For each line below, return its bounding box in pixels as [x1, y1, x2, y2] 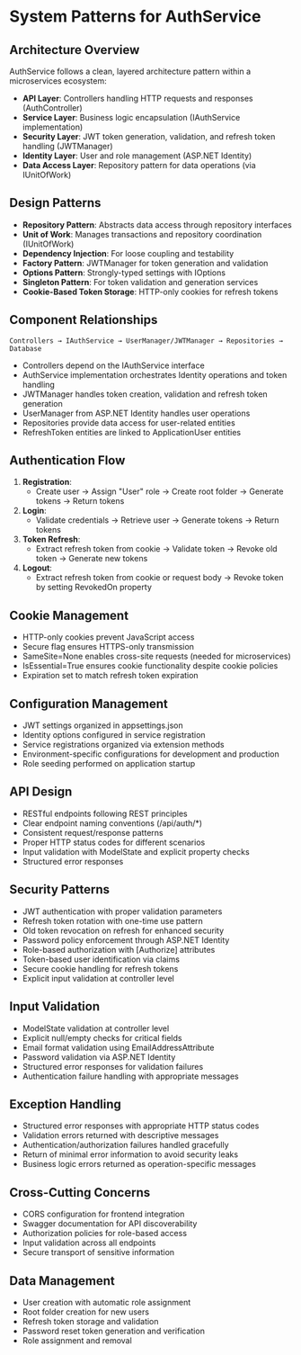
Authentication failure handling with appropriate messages [22, 1071, 240, 1081]
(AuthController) [22, 103, 83, 113]
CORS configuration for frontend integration [22, 1208, 185, 1220]
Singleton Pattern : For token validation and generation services [22, 276, 259, 287]
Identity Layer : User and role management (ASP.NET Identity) [22, 150, 252, 161]
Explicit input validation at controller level [22, 973, 175, 983]
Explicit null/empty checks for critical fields [22, 1032, 182, 1043]
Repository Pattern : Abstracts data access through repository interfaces [22, 219, 292, 230]
